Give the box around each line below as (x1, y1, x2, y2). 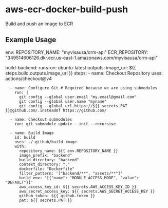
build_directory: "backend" (18, 157, 80, 162)
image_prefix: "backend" (18, 153, 72, 158)
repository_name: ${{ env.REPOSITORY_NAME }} (18, 148, 118, 154)
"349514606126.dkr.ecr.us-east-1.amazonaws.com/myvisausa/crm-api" (5, 54, 158, 61)
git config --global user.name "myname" (18, 99, 107, 104)
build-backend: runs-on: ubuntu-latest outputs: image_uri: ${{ (5, 64, 136, 70)
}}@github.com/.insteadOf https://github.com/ (5, 108, 107, 113)
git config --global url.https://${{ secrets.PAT (18, 103, 127, 108)
